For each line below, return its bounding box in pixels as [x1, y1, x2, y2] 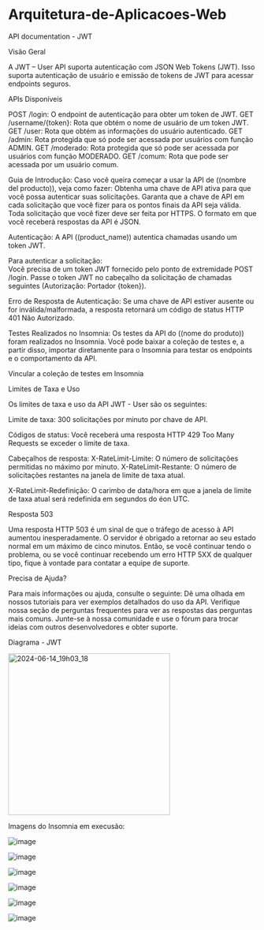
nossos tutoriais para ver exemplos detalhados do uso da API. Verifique [8, 597, 240, 607]
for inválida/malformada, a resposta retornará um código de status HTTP [8, 304, 244, 314]
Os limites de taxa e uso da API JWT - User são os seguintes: [8, 399, 207, 409]
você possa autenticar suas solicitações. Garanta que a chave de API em [8, 192, 244, 201]
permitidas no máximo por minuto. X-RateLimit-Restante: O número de [8, 461, 237, 471]
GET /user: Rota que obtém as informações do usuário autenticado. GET [8, 126, 243, 136]
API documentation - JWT [8, 32, 93, 41]
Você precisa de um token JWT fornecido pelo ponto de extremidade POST [8, 264, 254, 274]
